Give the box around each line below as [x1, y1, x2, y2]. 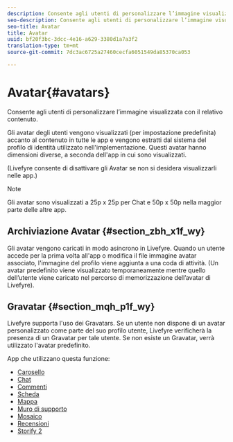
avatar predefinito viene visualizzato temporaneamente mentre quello [7, 266, 206, 274]
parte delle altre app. [7, 205, 67, 213]
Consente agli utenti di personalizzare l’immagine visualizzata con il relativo [7, 107, 223, 116]
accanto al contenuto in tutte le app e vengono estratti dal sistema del [7, 136, 207, 144]
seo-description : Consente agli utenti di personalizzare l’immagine [7, 17, 213, 24]
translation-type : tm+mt [7, 42, 79, 49]
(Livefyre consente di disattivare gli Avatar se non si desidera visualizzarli [7, 163, 217, 172]
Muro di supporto [17, 405, 67, 413]
